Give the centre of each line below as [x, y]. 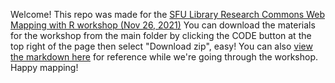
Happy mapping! [44, 67]
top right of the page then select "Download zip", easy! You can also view [161, 46]
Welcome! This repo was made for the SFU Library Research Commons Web [167, 14]
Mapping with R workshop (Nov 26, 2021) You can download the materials [163, 25]
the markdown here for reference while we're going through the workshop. [164, 57]
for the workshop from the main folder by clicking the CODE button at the [161, 35]
